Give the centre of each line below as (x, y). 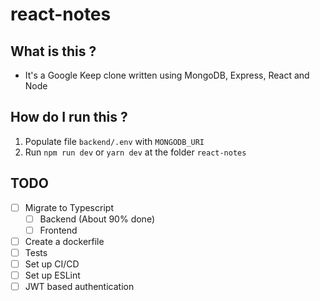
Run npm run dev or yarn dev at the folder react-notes (135, 152)
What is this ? (53, 51)
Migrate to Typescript (69, 207)
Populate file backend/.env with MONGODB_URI (114, 141)
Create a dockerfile (64, 241)
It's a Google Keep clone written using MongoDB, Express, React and (167, 75)
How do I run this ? (69, 117)
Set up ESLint (52, 275)
